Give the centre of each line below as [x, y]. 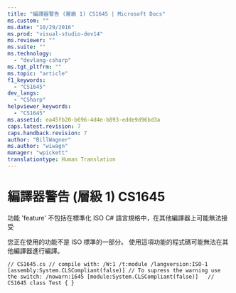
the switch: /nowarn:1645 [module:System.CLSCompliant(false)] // [111, 277]
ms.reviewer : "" [31, 41]
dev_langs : [23, 93]
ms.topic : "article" [38, 73]
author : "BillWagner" [39, 139]
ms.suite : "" [27, 47]
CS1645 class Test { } [41, 283]
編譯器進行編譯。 [38, 250]
